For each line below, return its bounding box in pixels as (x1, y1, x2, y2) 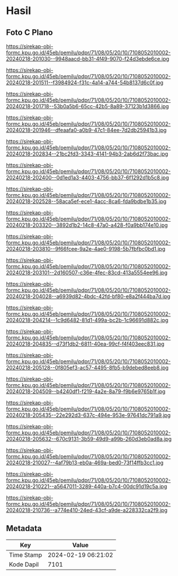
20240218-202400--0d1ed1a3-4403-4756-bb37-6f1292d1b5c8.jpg (6, 174, 169, 181)
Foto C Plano (6, 27, 53, 37)
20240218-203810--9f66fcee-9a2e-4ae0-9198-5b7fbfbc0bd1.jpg (6, 246, 166, 252)
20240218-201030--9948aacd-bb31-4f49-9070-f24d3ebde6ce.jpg (6, 56, 169, 62)
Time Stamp (9, 551, 43, 559)
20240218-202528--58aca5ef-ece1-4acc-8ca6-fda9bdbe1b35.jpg (6, 198, 167, 205)
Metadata (6, 523, 42, 533)
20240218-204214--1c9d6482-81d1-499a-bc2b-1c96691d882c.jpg (6, 317, 169, 323)
